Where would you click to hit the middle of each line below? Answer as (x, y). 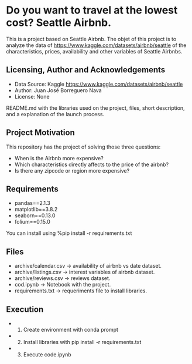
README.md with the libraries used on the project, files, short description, (96, 108)
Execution (25, 309)
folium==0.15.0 (32, 222)
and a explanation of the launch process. (55, 114)
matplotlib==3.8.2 (36, 210)
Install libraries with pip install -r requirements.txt (82, 342)
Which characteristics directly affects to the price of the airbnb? (92, 164)
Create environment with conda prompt (71, 330)
